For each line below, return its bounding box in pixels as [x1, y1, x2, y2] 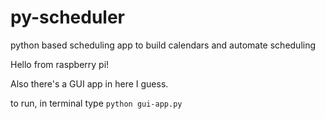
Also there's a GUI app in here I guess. [10, 77, 169, 90]
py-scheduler [10, 6, 126, 29]
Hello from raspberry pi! [10, 58, 110, 70]
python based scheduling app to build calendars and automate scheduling [10, 39, 317, 51]
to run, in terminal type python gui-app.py [10, 97, 183, 109]
